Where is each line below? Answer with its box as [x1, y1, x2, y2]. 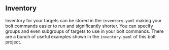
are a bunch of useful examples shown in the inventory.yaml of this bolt [5, 33, 156, 39]
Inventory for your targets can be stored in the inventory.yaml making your [5, 17, 162, 23]
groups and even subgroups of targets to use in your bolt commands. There [5, 28, 164, 34]
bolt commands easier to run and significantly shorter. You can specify [5, 23, 153, 29]
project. [5, 39, 22, 45]
